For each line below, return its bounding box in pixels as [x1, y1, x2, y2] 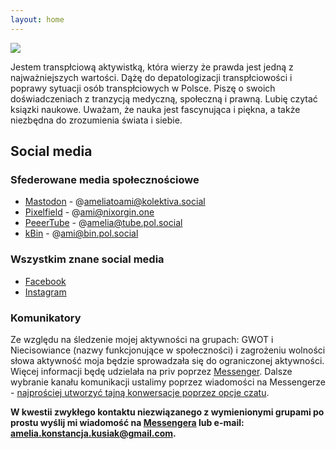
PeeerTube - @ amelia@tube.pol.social [24, 217, 183, 229]
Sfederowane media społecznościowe [10, 172, 200, 186]
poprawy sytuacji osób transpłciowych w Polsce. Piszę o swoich [10, 82, 276, 94]
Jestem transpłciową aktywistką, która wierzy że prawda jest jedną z [10, 61, 294, 73]
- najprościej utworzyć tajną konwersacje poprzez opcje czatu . [10, 386, 270, 398]
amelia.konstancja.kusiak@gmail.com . [10, 427, 177, 439]
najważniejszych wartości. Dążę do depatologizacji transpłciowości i [10, 71, 293, 83]
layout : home [10, 14, 65, 25]
